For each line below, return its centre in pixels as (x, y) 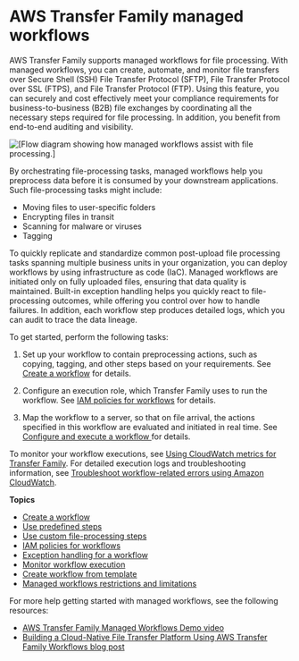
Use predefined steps (62, 526)
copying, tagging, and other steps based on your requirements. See (146, 363)
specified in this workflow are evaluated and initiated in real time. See (150, 427)
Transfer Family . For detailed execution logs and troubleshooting (128, 463)
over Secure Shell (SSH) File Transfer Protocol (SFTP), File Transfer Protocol (149, 79)
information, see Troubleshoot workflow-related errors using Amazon (137, 472)
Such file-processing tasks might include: (86, 190)
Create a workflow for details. (77, 373)
